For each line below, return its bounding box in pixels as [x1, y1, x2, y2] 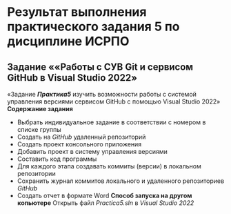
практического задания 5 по [7, 19, 180, 35]
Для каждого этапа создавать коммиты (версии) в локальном [17, 162, 202, 170]
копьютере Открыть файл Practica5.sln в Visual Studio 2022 [17, 199, 194, 207]
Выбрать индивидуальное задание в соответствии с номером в [17, 118, 206, 126]
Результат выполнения [7, 4, 147, 20]
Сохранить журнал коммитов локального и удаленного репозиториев [17, 177, 225, 185]
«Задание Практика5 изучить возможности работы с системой [7, 90, 197, 98]
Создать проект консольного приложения [17, 140, 142, 148]
